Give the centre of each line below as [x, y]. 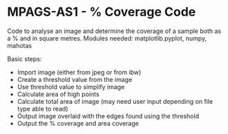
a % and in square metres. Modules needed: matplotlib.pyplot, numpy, [107, 38]
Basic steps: [25, 58]
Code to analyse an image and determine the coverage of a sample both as [114, 31]
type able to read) [42, 109]
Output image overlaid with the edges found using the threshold [108, 116]
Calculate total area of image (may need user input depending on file [115, 101]
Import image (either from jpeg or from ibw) [79, 72]
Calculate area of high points [58, 94]
